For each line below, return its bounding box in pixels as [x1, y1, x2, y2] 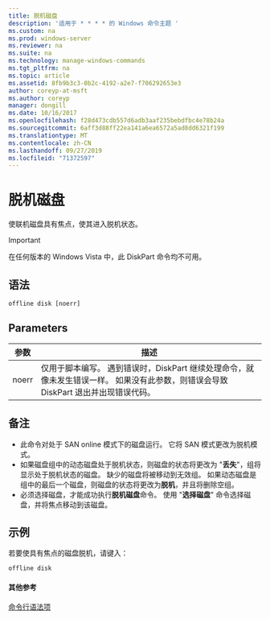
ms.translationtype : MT [8, 131, 88, 139]
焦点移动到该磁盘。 [47, 500, 112, 510]
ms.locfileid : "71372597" [8, 154, 95, 162]
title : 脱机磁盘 [8, 11, 58, 20]
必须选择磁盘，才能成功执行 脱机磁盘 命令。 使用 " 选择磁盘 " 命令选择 [19, 489, 244, 499]
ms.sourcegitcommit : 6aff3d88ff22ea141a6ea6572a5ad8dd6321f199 [8, 124, 225, 132]
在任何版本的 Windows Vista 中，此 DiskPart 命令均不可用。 [8, 252, 207, 262]
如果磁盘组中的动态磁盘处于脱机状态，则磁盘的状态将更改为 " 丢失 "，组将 [19, 460, 261, 469]
